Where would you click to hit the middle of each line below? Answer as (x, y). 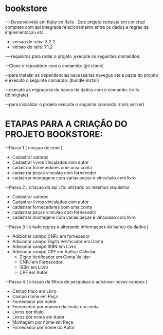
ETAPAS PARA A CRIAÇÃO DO (66, 124)
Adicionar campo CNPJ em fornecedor (51, 236)
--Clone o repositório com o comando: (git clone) (54, 66)
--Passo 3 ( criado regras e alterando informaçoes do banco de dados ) (77, 227)
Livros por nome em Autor (38, 317)
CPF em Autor (33, 272)
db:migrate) (17, 95)
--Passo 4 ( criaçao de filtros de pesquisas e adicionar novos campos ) (76, 282)
